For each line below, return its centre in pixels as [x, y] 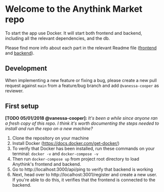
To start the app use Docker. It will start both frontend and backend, [74, 33]
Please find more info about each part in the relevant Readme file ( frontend [81, 48]
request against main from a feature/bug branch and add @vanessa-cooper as [82, 85]
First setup [22, 106]
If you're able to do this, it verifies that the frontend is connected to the [84, 180]
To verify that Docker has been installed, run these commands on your [83, 148]
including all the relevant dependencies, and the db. [57, 38]
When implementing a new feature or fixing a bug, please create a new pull [81, 80]
